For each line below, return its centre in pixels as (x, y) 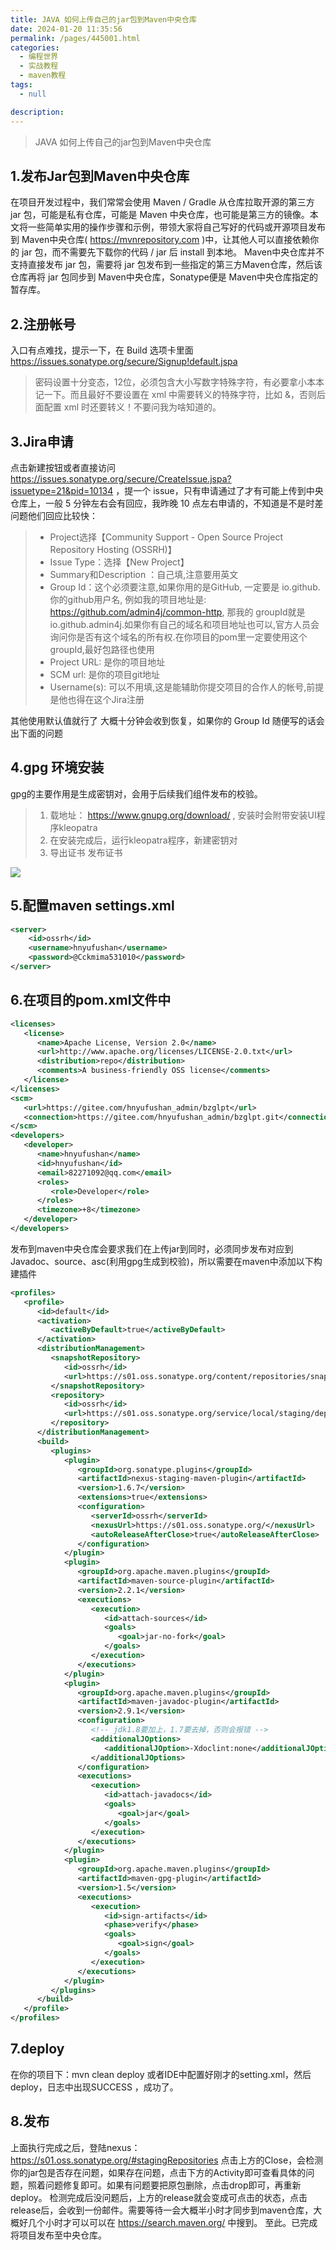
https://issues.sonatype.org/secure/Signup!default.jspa (124, 362)
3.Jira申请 (42, 441)
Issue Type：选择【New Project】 (119, 562)
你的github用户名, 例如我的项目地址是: (128, 599)
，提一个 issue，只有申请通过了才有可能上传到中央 (219, 490)
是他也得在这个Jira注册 (97, 699)
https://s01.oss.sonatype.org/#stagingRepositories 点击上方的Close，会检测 (167, 2160)
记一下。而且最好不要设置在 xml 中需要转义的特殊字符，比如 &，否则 (175, 395)
